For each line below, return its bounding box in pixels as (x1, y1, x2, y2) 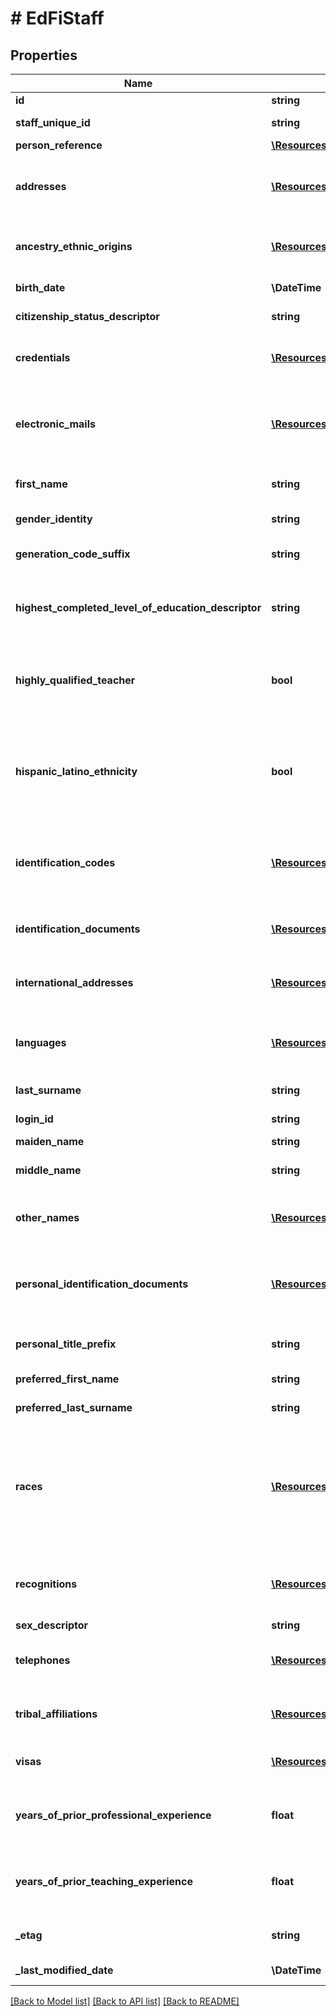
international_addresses (15, 976, 134, 989)
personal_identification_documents (15, 1277, 189, 1291)
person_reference (15, 138, 103, 152)
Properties (10, 47, 78, 64)
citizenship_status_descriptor (15, 310, 160, 323)
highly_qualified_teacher (15, 673, 136, 687)
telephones (15, 1653, 71, 1667)
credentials (15, 351, 71, 364)
